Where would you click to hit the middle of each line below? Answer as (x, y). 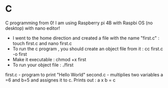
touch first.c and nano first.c (42, 43)
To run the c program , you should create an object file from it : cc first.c (88, 49)
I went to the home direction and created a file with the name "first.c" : (86, 38)
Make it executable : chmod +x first (49, 59)
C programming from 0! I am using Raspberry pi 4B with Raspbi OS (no (79, 23)
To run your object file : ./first (43, 65)
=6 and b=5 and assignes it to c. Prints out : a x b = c (60, 80)
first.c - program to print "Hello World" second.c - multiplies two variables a (84, 74)
